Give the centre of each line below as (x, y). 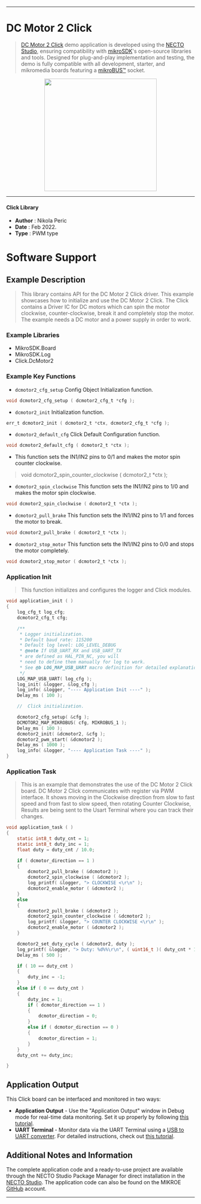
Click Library (22, 207)
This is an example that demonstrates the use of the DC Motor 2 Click (106, 785)
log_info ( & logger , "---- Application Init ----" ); (84, 690)
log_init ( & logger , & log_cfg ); (57, 684)
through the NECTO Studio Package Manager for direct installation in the (96, 1176)
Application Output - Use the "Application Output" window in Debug (99, 1111)
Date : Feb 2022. (36, 227)
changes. (32, 816)
